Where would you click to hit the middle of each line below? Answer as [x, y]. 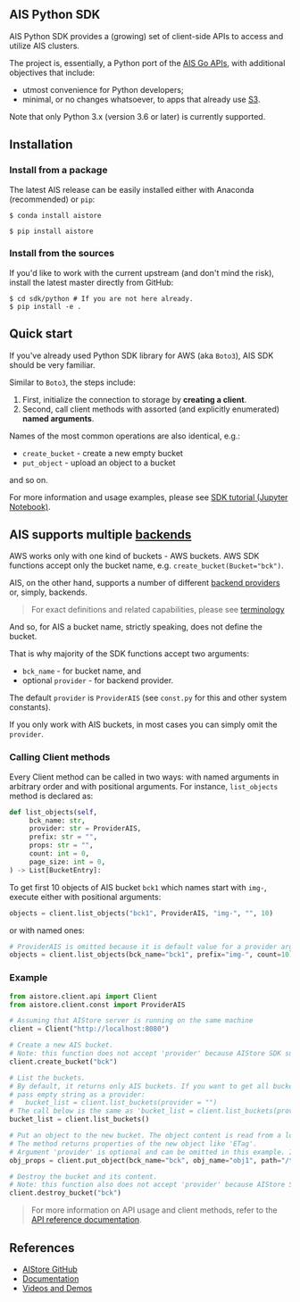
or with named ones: [47, 930]
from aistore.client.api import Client [83, 996]
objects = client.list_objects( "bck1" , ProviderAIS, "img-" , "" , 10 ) [142, 913]
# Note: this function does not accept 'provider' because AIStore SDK [145, 1054]
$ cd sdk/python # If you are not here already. [101, 298]
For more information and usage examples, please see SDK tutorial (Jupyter [149, 497]
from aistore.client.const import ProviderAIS [97, 1005]
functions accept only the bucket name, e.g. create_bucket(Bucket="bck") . [146, 565]
